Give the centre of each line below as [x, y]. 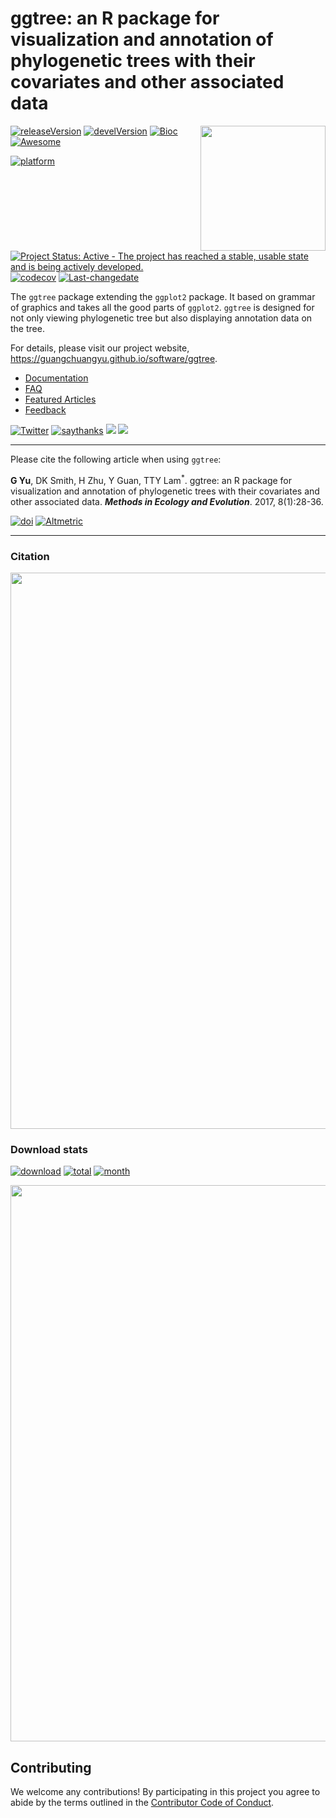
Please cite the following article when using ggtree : [116, 459]
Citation [30, 556]
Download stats [49, 1149]
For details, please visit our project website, [100, 348]
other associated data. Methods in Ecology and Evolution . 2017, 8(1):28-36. [167, 501]
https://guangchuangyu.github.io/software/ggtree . [114, 358]
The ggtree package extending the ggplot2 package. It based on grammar [163, 296]
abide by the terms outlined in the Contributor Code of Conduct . [142, 1802]
